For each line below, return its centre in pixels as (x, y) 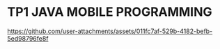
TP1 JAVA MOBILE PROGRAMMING (110, 12)
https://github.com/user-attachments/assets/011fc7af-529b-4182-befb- (110, 31)
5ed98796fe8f (28, 38)
